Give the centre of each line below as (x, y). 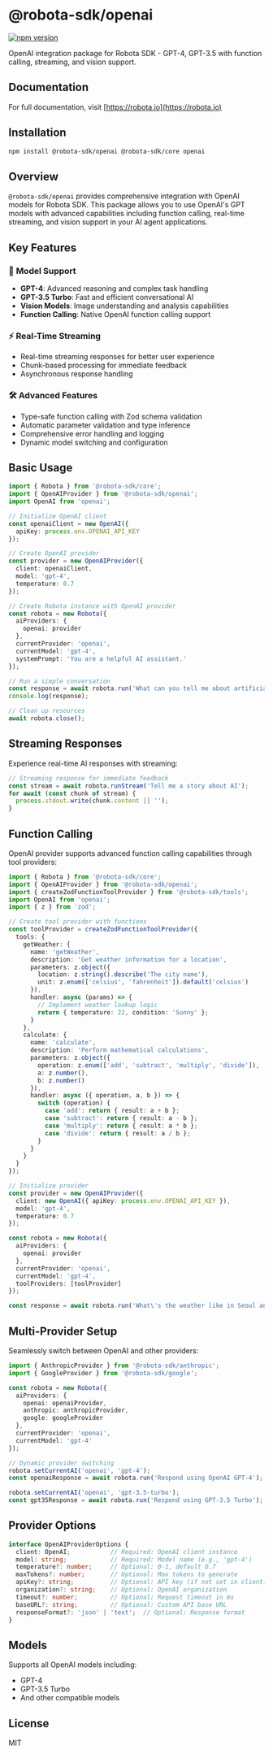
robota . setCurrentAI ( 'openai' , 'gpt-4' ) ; (80, 1470)
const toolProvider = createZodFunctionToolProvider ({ (103, 929)
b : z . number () (61, 1080)
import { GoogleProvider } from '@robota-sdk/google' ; (103, 1373)
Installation (37, 133)
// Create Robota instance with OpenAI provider (92, 606)
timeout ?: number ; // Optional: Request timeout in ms (125, 1597)
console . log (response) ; (49, 697)
